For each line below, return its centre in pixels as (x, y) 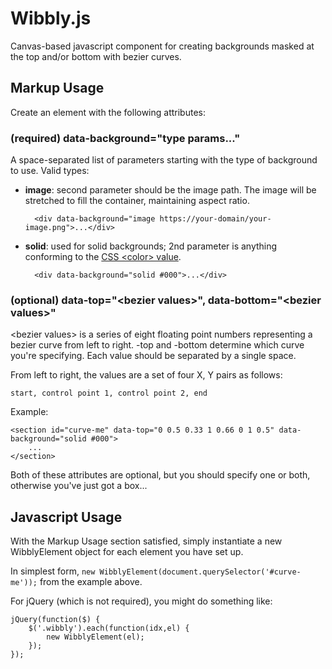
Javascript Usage (66, 517)
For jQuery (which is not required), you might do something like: (141, 601)
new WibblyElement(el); (95, 637)
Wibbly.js (51, 18)
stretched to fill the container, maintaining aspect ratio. (137, 201)
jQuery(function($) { (55, 620)
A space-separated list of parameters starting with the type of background (164, 160)
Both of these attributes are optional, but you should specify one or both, (160, 475)
